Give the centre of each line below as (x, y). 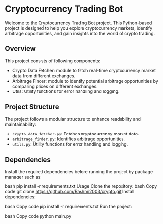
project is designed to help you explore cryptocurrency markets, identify (79, 28)
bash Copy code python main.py (38, 216)
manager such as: (23, 177)
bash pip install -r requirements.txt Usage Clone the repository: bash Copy (81, 186)
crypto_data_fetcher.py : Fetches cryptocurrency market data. (76, 134)
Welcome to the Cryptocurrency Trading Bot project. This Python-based (79, 23)
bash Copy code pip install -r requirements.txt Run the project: (69, 207)
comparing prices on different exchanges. (55, 86)
